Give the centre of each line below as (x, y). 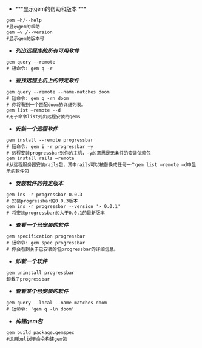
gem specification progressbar (46, 236)
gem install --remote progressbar (50, 140)
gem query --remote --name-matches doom (58, 92)
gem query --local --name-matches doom (57, 303)
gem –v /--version (29, 32)
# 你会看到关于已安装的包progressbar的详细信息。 (62, 249)
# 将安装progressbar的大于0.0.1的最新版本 (56, 213)
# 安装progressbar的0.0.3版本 (42, 201)
